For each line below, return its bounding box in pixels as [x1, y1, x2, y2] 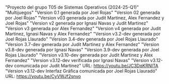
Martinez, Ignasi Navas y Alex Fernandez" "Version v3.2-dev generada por [5, 31, 160, 36]
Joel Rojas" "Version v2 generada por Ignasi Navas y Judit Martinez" [5, 20, 149, 26]
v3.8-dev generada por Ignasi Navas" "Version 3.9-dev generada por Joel [5, 47, 159, 52]
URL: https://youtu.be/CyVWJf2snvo [5, 73, 81, 79]
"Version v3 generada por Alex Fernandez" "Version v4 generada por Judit [5, 25, 161, 31]
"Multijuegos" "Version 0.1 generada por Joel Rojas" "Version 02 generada [5, 9, 160, 15]
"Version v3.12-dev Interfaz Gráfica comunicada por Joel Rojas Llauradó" [5, 68, 157, 74]
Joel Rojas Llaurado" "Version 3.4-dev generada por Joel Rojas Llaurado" [5, 36, 158, 42]
